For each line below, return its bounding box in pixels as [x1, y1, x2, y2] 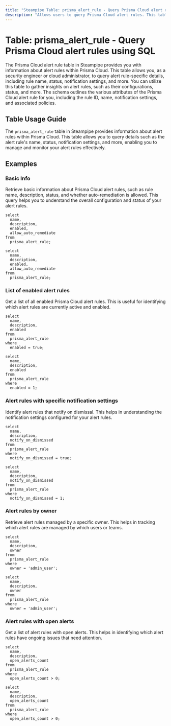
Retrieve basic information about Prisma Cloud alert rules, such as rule [5, 186, 153, 192]
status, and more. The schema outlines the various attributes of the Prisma [5, 89, 162, 95]
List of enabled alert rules [5, 287, 70, 294]
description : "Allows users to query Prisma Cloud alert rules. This [5, 12, 156, 17]
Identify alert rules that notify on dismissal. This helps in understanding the [5, 409, 162, 415]
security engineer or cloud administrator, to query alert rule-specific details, [5, 73, 164, 79]
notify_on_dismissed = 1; [10, 496, 65, 501]
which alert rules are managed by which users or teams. [5, 524, 123, 530]
